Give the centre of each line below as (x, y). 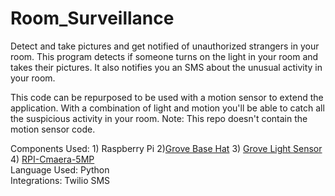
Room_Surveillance (92, 18)
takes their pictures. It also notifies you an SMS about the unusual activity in (166, 67)
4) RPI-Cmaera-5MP (52, 159)
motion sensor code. (53, 129)
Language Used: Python (60, 169)
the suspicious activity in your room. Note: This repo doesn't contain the (159, 118)
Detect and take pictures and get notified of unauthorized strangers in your (165, 46)
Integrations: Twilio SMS (60, 180)
